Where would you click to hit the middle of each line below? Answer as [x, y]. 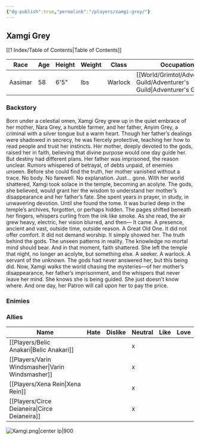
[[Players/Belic [30, 342]
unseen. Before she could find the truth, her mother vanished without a [93, 171]
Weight [91, 65]
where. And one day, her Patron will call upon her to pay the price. [87, 285]
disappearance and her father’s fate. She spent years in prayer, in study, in [98, 197]
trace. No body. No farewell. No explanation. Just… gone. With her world [95, 178]
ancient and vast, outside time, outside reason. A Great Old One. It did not [97, 228]
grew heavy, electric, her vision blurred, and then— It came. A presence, [95, 222]
